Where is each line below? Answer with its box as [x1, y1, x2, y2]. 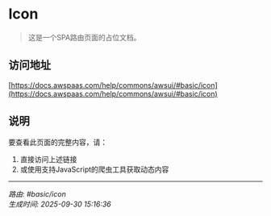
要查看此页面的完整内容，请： [8, 137, 107, 147]
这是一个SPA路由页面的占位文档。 [27, 32, 141, 42]
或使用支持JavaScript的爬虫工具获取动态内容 [19, 164, 169, 174]
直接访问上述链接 [19, 154, 77, 164]
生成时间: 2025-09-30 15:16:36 [8, 199, 111, 209]
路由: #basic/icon [8, 189, 66, 198]
